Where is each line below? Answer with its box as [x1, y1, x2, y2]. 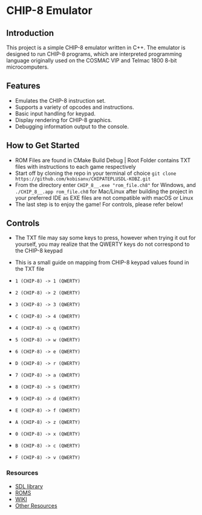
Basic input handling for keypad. [15, 110, 96, 117]
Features [6, 81, 41, 91]
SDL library [15, 482, 44, 489]
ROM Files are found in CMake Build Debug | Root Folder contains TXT [15, 156, 191, 164]
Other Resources [15, 502, 57, 509]
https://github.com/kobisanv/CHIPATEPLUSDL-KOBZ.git [15, 176, 151, 182]
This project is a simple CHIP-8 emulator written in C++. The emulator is [6, 44, 186, 51]
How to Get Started [6, 140, 80, 151]
